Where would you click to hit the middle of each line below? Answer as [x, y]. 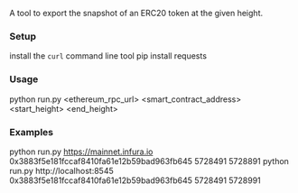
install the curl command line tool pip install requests [108, 56]
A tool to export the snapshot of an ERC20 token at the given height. [136, 13]
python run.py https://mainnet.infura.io [81, 152]
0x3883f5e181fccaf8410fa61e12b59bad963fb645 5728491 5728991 [135, 180]
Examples [32, 132]
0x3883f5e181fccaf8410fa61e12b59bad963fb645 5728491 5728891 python [149, 161]
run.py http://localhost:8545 [62, 170]
